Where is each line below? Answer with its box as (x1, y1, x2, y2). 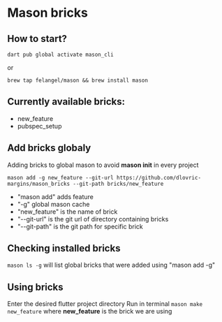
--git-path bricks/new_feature (73, 180, 164, 187)
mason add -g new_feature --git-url (7, 174, 114, 181)
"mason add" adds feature (17, 192, 94, 200)
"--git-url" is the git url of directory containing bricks (17, 214, 169, 223)
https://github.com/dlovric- (116, 174, 201, 181)
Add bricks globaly (7, 142, 91, 154)
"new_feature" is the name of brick (17, 207, 118, 216)
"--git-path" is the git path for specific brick (17, 222, 143, 230)
